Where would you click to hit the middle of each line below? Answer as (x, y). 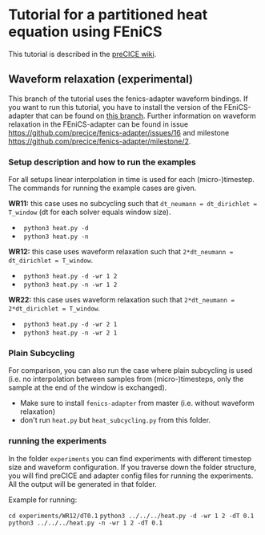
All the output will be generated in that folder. (83, 484)
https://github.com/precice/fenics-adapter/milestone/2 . (100, 141)
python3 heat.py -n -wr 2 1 (70, 333)
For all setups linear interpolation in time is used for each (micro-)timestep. (131, 180)
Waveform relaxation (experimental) (101, 79)
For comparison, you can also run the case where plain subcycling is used (130, 371)
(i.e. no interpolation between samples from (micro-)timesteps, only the (126, 379)
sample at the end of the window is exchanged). (88, 387)
